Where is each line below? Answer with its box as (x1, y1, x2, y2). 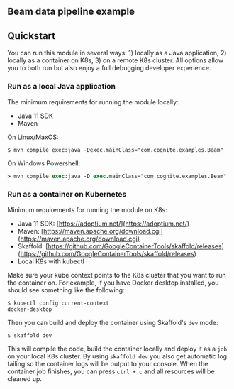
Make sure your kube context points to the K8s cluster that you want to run (7, 270, 226, 279)
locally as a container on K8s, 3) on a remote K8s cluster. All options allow (7, 56, 224, 65)
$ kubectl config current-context (7, 300, 110, 307)
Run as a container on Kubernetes (7, 190, 127, 199)
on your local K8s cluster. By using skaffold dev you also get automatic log (7, 351, 228, 361)
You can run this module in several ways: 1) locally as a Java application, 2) (7, 49, 227, 57)
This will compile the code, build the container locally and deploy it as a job (7, 344, 228, 353)
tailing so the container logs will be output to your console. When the (7, 359, 208, 368)
